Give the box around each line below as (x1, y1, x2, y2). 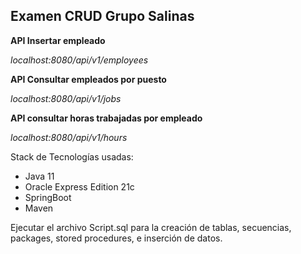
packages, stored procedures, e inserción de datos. (10, 232, 223, 244)
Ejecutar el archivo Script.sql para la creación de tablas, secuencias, (10, 221, 292, 233)
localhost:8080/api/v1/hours (10, 131, 128, 143)
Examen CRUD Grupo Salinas (10, 8, 195, 25)
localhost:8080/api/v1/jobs (10, 92, 122, 104)
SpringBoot (24, 191, 72, 203)
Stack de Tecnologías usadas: (10, 150, 134, 163)
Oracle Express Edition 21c (24, 180, 135, 193)
